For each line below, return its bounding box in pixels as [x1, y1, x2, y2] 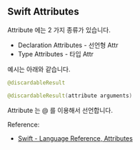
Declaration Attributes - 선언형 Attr [17, 41, 119, 49]
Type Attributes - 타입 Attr [17, 49, 94, 58]
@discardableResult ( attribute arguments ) [7, 92, 133, 99]
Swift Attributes [7, 6, 80, 18]
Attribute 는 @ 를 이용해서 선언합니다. [7, 106, 113, 114]
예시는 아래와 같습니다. [7, 64, 71, 74]
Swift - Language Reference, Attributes [17, 134, 134, 142]
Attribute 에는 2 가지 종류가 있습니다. [7, 25, 111, 34]
